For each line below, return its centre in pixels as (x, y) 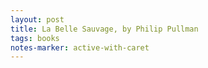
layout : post (37, 19)
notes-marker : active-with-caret (80, 47)
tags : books (35, 38)
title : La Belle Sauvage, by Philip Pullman (104, 29)
